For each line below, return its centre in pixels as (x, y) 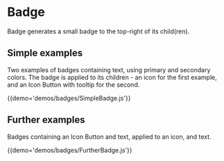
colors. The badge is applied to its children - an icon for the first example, (112, 77)
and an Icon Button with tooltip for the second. (74, 85)
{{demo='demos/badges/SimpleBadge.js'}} (69, 98)
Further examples (46, 120)
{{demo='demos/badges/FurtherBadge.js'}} (70, 150)
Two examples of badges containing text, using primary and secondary (109, 69)
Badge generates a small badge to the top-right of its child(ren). (98, 31)
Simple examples (45, 53)
